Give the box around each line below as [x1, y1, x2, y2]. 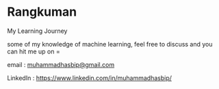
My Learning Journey [7, 27, 68, 35]
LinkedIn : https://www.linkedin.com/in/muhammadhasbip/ [7, 73, 172, 82]
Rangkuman [7, 4, 77, 20]
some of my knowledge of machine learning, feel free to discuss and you [7, 40, 214, 48]
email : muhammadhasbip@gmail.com [7, 60, 115, 68]
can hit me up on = [7, 47, 60, 55]
